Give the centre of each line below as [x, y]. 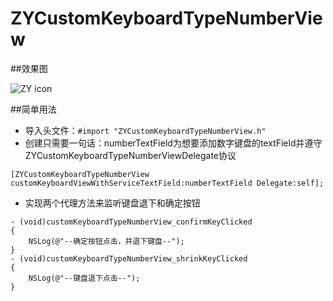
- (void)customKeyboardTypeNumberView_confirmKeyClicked [131, 222]
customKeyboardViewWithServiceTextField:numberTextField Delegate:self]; [167, 183]
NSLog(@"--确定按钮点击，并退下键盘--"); [106, 241]
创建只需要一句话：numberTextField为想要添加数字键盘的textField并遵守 [173, 143]
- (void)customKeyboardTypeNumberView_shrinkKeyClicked [129, 258]
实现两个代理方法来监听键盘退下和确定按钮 [112, 203]
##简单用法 [33, 109]
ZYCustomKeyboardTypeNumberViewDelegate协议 [130, 155]
